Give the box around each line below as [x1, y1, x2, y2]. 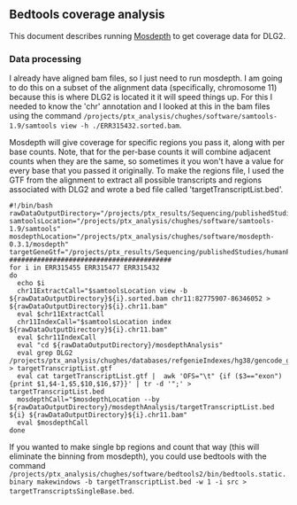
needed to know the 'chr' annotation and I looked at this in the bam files [9, 101, 270, 112]
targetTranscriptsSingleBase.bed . [9, 486, 134, 496]
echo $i [17, 279, 46, 288]
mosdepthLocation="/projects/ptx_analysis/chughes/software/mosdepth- [9, 232, 275, 242]
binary [9, 478, 34, 486]
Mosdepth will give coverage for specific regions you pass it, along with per [9, 137, 286, 148]
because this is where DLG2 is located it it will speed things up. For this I [9, 92, 273, 103]
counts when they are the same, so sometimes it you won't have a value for [9, 156, 285, 167]
